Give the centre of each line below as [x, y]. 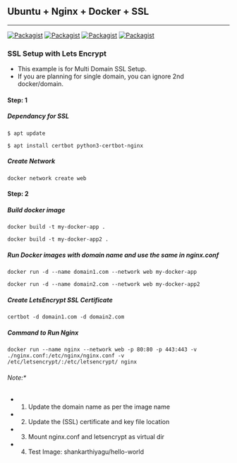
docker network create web [47, 178]
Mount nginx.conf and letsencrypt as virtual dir [96, 437]
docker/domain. [40, 84]
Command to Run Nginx [43, 332]
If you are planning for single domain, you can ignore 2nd [101, 76]
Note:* [17, 378]
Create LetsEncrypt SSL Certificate [60, 300]
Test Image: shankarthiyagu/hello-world [86, 452]
